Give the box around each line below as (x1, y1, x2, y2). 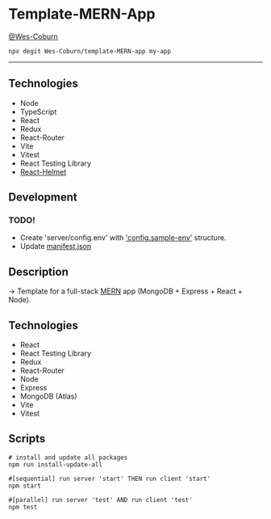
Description (8, 264, 69, 279)
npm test (8, 503, 38, 511)
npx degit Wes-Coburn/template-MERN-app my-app (8, 47, 172, 55)
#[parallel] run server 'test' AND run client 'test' (8, 496, 194, 504)
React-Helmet (19, 167, 67, 176)
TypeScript (19, 107, 57, 116)
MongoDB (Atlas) (19, 391, 78, 401)
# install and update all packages (8, 454, 128, 462)
